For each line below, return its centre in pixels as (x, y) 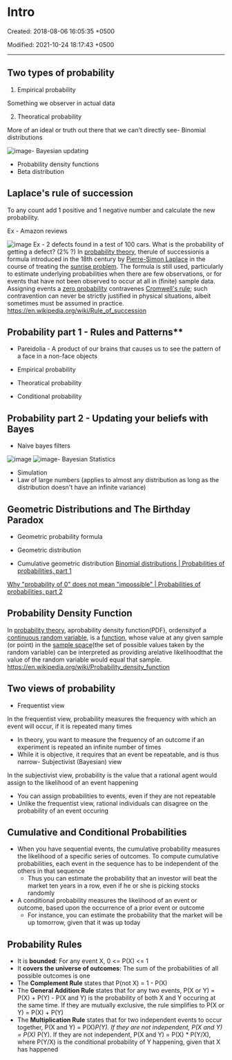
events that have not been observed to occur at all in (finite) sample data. (111, 281)
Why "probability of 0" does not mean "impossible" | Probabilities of (104, 584)
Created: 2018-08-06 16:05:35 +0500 (61, 31)
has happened (38, 1050)
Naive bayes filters (44, 446)
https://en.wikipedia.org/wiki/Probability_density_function (89, 666)
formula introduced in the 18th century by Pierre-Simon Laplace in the (106, 259)
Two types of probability (61, 73)
